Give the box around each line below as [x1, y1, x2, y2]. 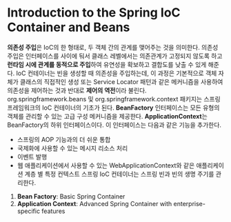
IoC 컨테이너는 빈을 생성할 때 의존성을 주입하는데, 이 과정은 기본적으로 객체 [16, 69, 217, 77]
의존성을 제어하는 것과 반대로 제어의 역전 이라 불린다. [7, 86, 147, 94]
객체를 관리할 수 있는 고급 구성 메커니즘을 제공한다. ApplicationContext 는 [7, 112, 208, 120]
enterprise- [173, 199, 205, 208]
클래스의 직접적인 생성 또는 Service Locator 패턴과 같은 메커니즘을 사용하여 [19, 77, 223, 85]
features [41, 207, 66, 215]
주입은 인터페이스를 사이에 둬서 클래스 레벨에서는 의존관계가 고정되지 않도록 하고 [7, 52, 223, 60]
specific [17, 207, 40, 215]
